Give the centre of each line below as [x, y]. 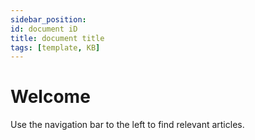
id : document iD [44, 29]
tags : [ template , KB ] [55, 47]
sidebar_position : [48, 19]
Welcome [50, 97]
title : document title [57, 38]
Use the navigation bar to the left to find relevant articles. [127, 125]
